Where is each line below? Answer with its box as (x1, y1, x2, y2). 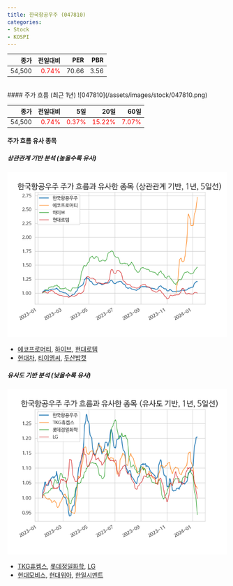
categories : (7, 18, 42, 26)
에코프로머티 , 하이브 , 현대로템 (17, 345, 98, 354)
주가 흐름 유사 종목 (7, 137, 57, 145)
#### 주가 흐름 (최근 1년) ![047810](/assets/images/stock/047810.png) (7, 91, 208, 99)
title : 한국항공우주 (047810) (7, 11, 87, 18)
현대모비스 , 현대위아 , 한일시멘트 (17, 571, 104, 579)
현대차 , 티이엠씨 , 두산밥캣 (17, 354, 87, 362)
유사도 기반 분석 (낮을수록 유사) (7, 370, 91, 380)
